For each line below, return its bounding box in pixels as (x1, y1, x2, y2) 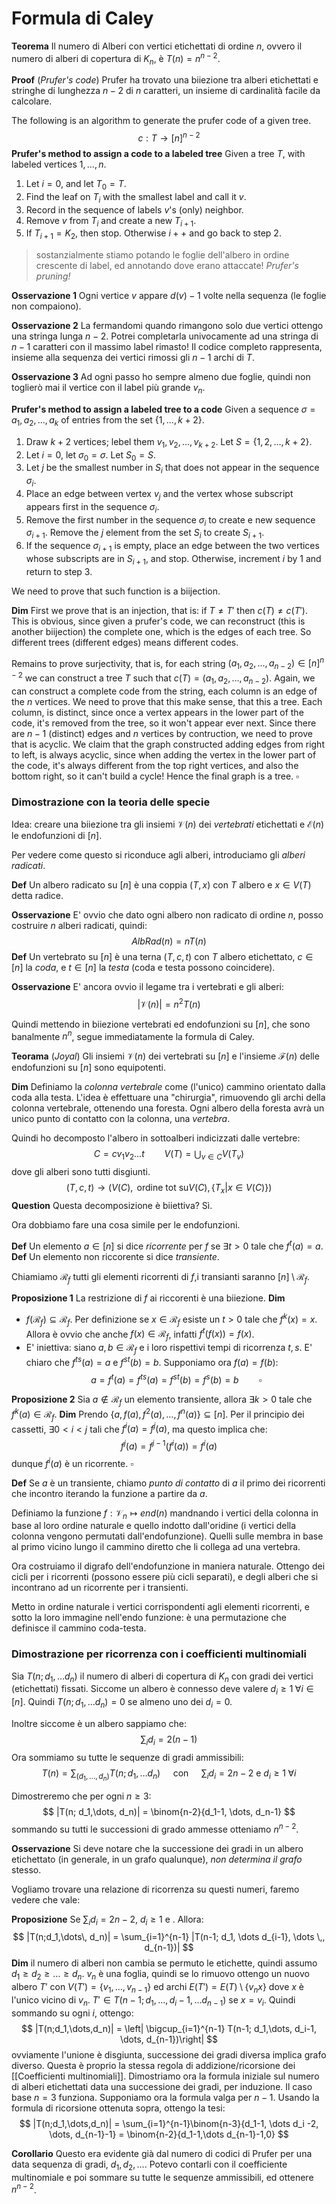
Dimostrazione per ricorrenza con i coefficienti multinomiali (11, 1647, 307, 1661)
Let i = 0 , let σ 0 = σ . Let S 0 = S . (25, 448, 156, 463)
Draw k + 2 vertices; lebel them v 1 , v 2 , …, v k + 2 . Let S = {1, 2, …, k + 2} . (25, 435, 313, 450)
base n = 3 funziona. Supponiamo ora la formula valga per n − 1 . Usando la (11, 2091, 320, 2103)
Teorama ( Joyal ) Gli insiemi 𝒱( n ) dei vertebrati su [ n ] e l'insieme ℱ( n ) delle (11, 1050, 320, 1062)
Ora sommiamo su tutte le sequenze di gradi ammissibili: (11, 1751, 244, 1763)
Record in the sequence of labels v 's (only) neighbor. (25, 203, 244, 216)
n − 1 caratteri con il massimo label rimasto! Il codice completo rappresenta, (11, 341, 323, 353)
